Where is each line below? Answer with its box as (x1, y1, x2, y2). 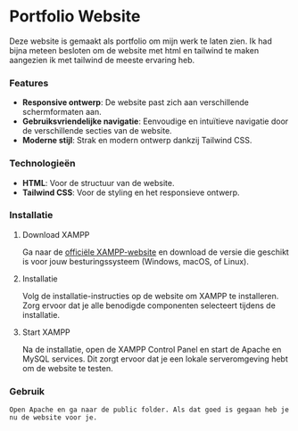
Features (9, 77, 49, 89)
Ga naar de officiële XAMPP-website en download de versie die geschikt (21, 247, 290, 257)
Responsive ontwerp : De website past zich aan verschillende (21, 97, 250, 108)
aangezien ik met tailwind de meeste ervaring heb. (9, 54, 195, 65)
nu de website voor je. (9, 413, 98, 422)
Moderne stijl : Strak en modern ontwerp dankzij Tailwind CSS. (21, 135, 252, 146)
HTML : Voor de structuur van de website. (21, 177, 175, 188)
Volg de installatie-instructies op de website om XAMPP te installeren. (21, 290, 279, 301)
